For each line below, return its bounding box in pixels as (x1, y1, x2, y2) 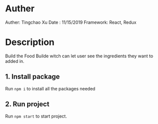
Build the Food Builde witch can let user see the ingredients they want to (5, 53, 154, 59)
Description (5, 37, 55, 48)
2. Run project (5, 100, 50, 109)
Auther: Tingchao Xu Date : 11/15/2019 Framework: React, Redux (5, 19, 137, 25)
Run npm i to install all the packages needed (5, 85, 95, 91)
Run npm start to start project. (5, 113, 67, 119)
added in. (5, 58, 25, 64)
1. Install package (5, 73, 60, 81)
